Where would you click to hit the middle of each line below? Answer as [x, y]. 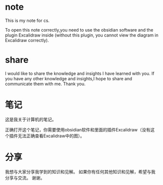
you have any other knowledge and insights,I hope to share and [69, 78]
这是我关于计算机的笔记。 [31, 119]
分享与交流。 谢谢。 [25, 178]
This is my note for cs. [27, 20]
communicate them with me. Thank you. [45, 84]
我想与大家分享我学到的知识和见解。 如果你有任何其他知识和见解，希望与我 [80, 171]
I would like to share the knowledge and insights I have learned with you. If [80, 73]
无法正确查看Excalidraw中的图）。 [51, 136]
